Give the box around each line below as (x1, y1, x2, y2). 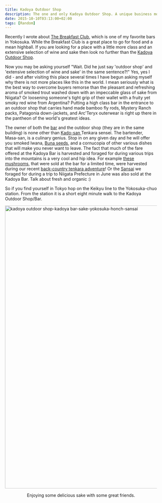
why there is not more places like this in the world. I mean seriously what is (5, 79, 154, 85)
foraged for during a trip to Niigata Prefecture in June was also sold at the (5, 171, 152, 177)
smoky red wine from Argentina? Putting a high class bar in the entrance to (5, 100, 154, 106)
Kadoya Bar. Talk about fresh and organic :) (5, 176, 91, 182)
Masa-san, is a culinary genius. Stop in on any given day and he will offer (5, 135, 150, 141)
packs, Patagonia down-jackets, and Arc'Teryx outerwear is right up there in (5, 110, 157, 116)
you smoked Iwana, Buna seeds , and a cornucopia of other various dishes (5, 140, 152, 146)
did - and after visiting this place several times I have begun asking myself (5, 74, 152, 80)
